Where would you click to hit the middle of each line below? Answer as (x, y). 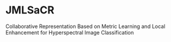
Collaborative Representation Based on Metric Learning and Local (85, 26)
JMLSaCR (30, 10)
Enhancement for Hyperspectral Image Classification (70, 32)
